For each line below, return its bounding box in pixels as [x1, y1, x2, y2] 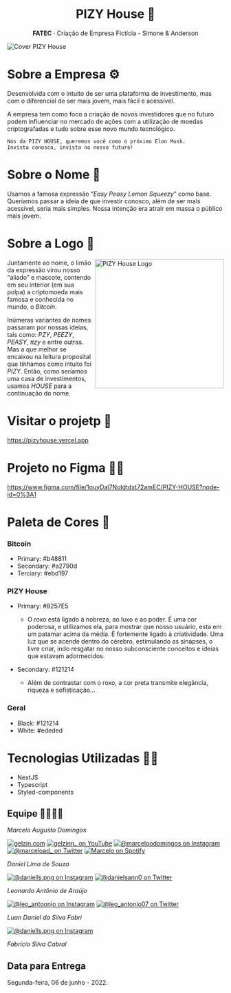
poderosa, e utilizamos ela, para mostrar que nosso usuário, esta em [27, 623, 222, 631]
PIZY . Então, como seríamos [7, 367, 87, 375]
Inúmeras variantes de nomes [7, 316, 91, 324]
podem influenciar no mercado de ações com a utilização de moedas [7, 117, 203, 125]
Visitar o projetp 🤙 [7, 413, 112, 429]
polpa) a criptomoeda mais [7, 287, 84, 296]
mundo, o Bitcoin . [7, 303, 57, 311]
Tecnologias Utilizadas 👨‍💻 [7, 750, 159, 766]
